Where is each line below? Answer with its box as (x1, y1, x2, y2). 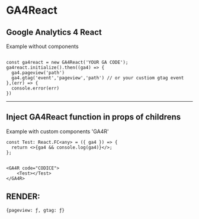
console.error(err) (11, 85, 60, 91)
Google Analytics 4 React (6, 27, 102, 37)
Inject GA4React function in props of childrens (6, 112, 181, 122)
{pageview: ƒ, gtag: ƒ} (6, 207, 65, 213)
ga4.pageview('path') (11, 70, 65, 76)
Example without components (6, 43, 79, 50)
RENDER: (6, 192, 40, 202)
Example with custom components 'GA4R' (6, 128, 109, 135)
